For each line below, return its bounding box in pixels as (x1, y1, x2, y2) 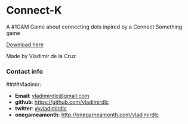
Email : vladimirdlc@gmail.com (14, 93, 90, 100)
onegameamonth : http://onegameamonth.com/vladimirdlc (14, 111, 159, 119)
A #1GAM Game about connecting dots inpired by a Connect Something (6, 23, 183, 30)
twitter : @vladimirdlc (14, 105, 67, 112)
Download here (6, 41, 44, 48)
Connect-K (6, 4, 62, 17)
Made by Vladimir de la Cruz (6, 52, 76, 59)
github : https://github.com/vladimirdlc (14, 98, 109, 106)
